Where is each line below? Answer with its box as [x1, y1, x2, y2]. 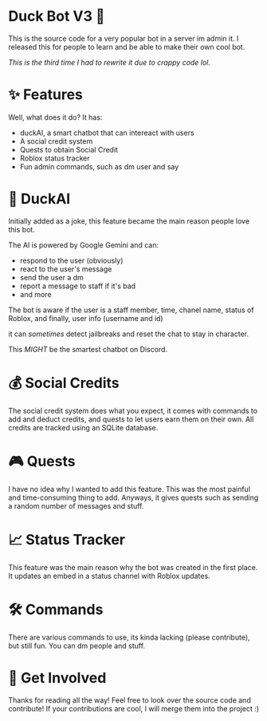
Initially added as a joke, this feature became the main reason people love [8, 216, 249, 226]
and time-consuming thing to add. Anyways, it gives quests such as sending [8, 493, 259, 502]
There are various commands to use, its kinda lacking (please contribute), [8, 632, 250, 642]
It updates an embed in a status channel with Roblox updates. [8, 571, 210, 580]
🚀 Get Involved [8, 668, 107, 687]
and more [19, 289, 52, 299]
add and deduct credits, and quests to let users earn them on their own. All [8, 414, 254, 424]
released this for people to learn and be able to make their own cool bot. [8, 42, 245, 51]
